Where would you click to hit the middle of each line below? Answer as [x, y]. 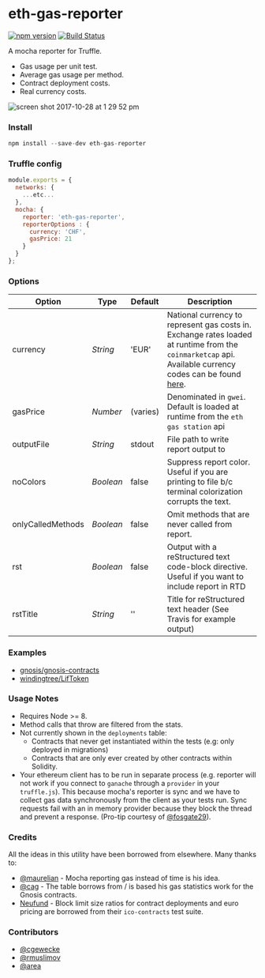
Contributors [34, 932]
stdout [142, 445]
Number [107, 412]
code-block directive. [207, 567]
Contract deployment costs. [65, 83]
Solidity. [44, 766]
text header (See [198, 609]
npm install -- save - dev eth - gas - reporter [77, 144]
